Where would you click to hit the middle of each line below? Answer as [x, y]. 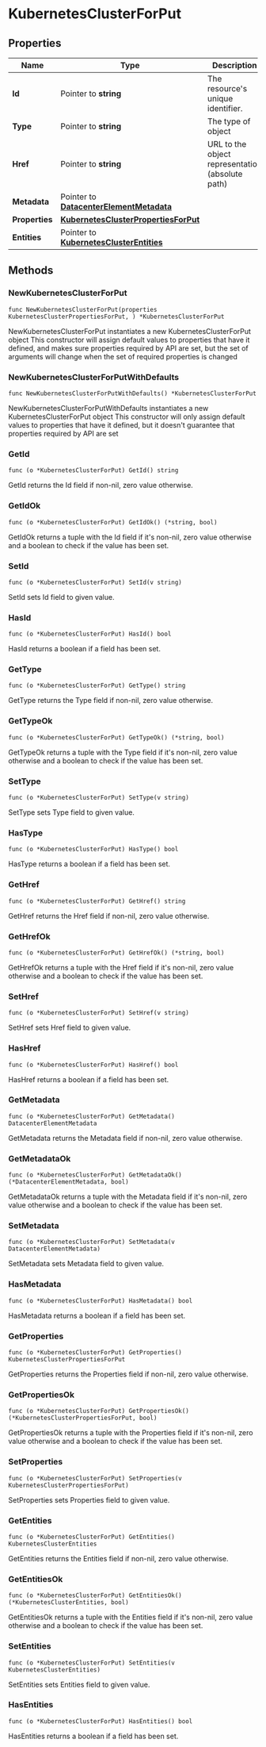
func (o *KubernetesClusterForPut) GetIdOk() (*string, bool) [113, 522]
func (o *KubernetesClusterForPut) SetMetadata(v [92, 1242]
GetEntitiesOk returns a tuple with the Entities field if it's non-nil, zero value [131, 1617]
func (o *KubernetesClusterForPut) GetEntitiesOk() [95, 1595]
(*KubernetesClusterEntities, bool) [68, 1603]
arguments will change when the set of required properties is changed [123, 356]
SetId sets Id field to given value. [61, 597]
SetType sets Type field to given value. [71, 812]
